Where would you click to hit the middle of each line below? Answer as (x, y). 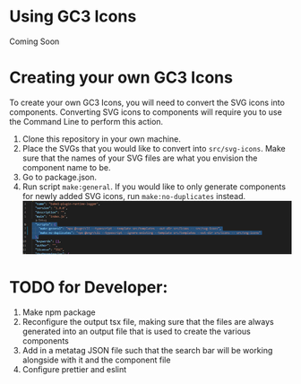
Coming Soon (34, 41)
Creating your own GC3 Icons (121, 78)
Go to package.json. (59, 177)
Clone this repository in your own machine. (101, 139)
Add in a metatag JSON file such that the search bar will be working (147, 350)
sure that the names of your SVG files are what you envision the (140, 158)
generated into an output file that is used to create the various (136, 331)
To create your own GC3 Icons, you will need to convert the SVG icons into (147, 102)
